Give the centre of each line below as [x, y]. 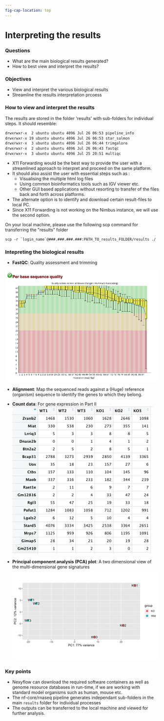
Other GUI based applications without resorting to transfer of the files [89, 189]
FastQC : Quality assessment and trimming [55, 263]
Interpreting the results [53, 35]
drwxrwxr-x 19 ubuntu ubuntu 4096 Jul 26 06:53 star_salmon [68, 138]
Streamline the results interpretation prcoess [57, 95]
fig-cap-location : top [28, 10]
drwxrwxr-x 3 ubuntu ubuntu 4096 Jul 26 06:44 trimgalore [66, 144]
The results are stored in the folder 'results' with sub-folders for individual [79, 118]
